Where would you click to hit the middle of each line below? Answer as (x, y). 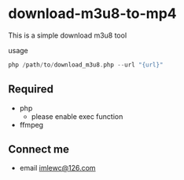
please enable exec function (77, 116)
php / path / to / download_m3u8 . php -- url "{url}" (86, 65)
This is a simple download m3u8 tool (68, 35)
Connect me (39, 149)
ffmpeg (31, 124)
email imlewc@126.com (57, 168)
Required (31, 90)
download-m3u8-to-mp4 (92, 14)
